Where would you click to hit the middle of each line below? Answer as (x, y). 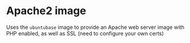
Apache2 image (46, 11)
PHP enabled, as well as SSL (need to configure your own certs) (85, 33)
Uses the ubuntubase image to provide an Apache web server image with (95, 27)
